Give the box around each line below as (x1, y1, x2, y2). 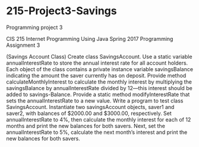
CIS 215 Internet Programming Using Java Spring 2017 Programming (6, 35, 173, 42)
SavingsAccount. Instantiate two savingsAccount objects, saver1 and (6, 103, 175, 110)
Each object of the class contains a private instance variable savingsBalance (6, 65, 194, 72)
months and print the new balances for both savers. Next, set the (6, 122, 165, 129)
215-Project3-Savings (6, 4, 117, 18)
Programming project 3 (6, 24, 63, 31)
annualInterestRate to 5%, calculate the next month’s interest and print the (6, 129, 188, 136)
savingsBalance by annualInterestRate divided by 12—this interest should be (6, 84, 193, 91)
